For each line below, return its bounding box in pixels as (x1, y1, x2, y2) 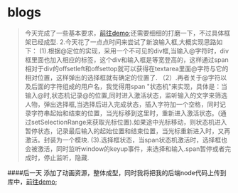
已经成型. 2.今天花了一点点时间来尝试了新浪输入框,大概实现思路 (31, 37, 217, 46)
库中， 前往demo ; (7, 177, 58, 186)
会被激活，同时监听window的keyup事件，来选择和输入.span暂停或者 (24, 144, 225, 153)
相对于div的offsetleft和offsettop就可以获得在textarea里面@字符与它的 (24, 64, 229, 73)
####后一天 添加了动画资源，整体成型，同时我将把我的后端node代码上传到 (7, 168, 227, 177)
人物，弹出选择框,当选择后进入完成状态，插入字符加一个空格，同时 (24, 100, 220, 108)
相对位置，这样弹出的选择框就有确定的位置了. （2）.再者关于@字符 (24, 73, 221, 82)
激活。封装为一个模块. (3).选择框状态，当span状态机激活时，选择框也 (24, 135, 227, 144)
